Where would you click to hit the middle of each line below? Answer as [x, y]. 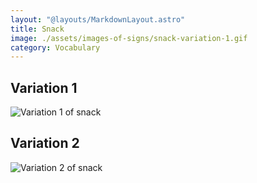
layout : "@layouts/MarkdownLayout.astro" [98, 19]
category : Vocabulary [55, 47]
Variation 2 [45, 143]
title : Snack [37, 29]
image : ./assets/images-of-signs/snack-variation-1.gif [129, 38]
